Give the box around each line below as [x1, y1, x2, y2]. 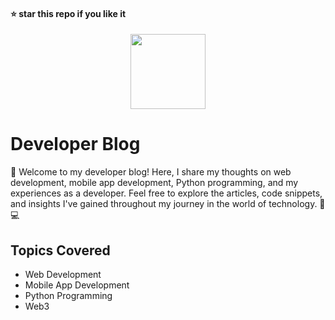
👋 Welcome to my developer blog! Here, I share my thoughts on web [10, 166, 292, 178]
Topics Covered [10, 242, 111, 259]
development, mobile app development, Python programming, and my [10, 177, 299, 189]
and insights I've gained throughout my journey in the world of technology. [10, 198, 318, 210]
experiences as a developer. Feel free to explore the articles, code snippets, [10, 187, 323, 199]
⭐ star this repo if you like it [10, 7, 127, 19]
